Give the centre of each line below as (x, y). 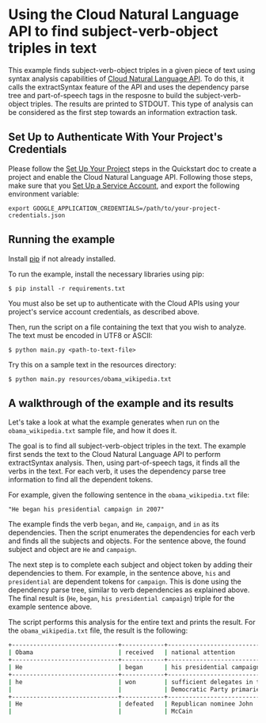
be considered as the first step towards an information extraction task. (123, 112)
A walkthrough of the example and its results (121, 403)
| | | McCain (101, 712)
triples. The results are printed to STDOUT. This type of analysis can (142, 104)
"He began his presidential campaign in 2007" (86, 510)
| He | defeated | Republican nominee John (131, 704)
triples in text (53, 48)
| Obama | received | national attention (122, 653)
